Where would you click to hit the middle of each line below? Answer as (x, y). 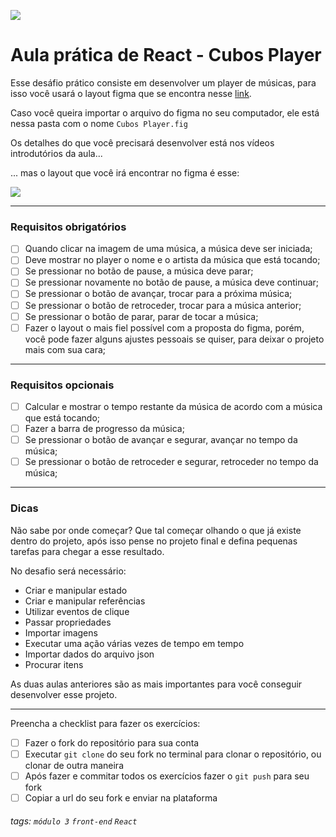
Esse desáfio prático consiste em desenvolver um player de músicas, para (163, 82)
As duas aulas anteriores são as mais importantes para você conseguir (156, 684)
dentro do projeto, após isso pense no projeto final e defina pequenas (154, 541)
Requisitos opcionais (62, 385)
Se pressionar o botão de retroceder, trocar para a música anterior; (163, 305)
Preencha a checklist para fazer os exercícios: (105, 723)
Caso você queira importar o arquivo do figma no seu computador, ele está (165, 112)
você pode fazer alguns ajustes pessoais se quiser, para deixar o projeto (174, 339)
